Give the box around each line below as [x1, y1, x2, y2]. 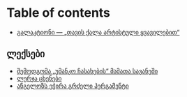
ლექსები [6, 48, 45, 60]
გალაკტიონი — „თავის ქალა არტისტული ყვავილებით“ [16, 28, 180, 36]
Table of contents [6, 5, 111, 21]
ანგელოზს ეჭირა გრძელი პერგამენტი [16, 82, 129, 90]
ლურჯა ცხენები [16, 74, 62, 82]
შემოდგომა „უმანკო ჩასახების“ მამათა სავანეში [16, 66, 158, 75]
